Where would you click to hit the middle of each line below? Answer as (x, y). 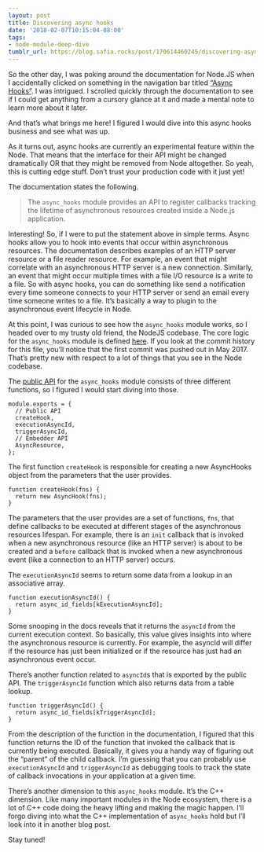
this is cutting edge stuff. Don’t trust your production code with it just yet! (126, 171)
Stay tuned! (27, 839)
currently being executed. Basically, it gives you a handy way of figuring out (131, 751)
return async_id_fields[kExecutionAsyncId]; (89, 604)
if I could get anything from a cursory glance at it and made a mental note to (131, 99)
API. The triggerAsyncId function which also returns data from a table (121, 683)
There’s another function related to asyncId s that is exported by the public (128, 674)
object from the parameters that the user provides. (90, 475)
